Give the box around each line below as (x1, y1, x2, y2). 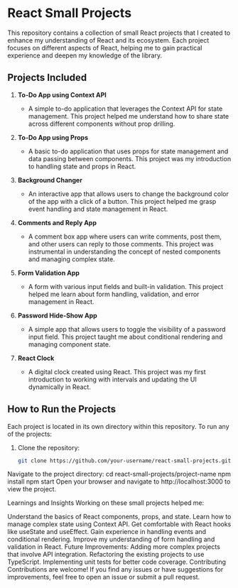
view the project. (7, 485, 57, 494)
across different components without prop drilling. (28, 119, 175, 128)
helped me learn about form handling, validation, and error (28, 290, 200, 298)
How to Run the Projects (7, 403, 117, 415)
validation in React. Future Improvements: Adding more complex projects (7, 543, 220, 551)
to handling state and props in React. (28, 162, 136, 170)
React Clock (17, 354, 55, 362)
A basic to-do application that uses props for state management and (28, 147, 229, 156)
